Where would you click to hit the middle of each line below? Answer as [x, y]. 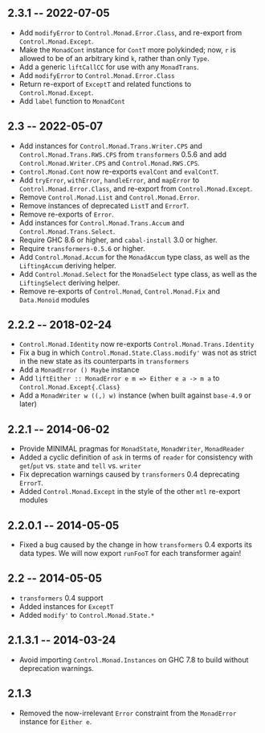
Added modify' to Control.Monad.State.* [87, 615]
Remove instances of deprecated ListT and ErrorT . [104, 205]
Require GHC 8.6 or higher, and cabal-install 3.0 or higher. [118, 240]
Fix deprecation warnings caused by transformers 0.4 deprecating [129, 475]
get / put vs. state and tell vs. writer [80, 466]
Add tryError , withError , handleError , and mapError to [109, 179]
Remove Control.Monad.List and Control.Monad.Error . [109, 197]
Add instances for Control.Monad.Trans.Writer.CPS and [110, 146]
